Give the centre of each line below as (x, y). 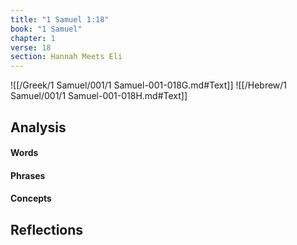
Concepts (31, 198)
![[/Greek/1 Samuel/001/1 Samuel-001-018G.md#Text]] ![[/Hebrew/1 (149, 85)
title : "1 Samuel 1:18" (60, 19)
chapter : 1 (33, 38)
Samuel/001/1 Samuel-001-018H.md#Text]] (99, 96)
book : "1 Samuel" (46, 29)
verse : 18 (31, 47)
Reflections (47, 229)
